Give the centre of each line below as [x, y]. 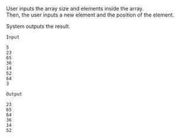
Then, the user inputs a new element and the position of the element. [90, 15]
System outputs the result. [38, 26]
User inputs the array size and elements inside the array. [75, 9]
